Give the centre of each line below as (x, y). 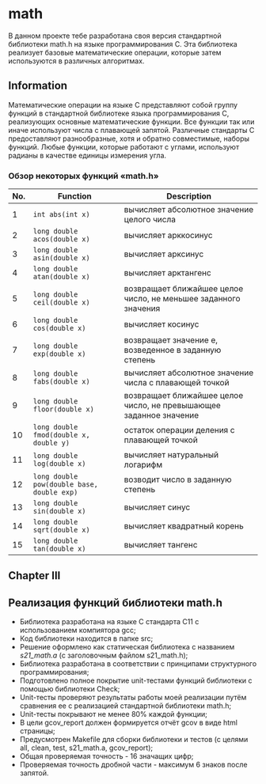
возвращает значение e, (171, 340)
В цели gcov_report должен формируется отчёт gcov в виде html (129, 723)
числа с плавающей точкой (177, 383)
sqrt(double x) (61, 530)
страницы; (37, 731)
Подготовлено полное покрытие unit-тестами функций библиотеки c (136, 680)
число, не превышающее (173, 406)
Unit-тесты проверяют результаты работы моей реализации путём (133, 698)
